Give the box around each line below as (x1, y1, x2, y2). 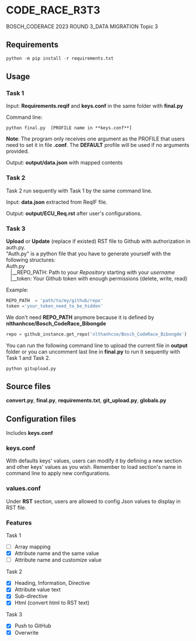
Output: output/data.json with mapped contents (6, 159, 123, 166)
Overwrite (14, 629, 39, 636)
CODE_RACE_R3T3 (6, 4, 101, 17)
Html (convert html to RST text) (14, 599, 90, 606)
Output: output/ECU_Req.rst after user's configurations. (6, 210, 142, 217)
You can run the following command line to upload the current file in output (6, 342, 188, 349)
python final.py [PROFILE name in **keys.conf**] (6, 125, 132, 131)
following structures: (6, 256, 56, 263)
